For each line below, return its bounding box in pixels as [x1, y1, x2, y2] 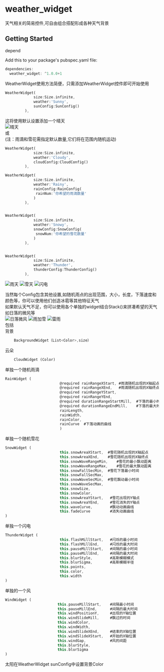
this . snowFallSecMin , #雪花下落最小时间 [59, 468, 139, 473]
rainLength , [59, 408, 84, 413]
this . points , [59, 565, 86, 569]
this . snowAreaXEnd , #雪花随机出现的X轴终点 [59, 454, 149, 460]
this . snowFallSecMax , [59, 473, 104, 478]
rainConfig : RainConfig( [33, 187, 82, 191]
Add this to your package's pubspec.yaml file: [5, 57, 98, 63]
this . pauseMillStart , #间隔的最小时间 [59, 546, 138, 551]
